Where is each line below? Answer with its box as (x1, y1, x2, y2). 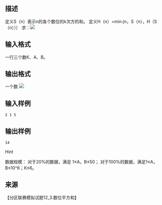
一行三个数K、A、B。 (5, 54, 48, 60)
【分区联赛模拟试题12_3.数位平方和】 (5, 194, 79, 200)
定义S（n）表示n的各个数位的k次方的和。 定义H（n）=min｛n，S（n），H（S (5, 19, 157, 24)
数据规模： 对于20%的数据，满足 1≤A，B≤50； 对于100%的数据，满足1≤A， (5, 159, 158, 165)
